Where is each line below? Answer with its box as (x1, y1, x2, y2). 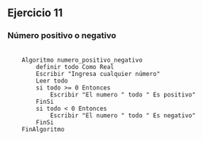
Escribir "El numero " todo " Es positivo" (49, 90, 196, 98)
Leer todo (36, 77, 68, 85)
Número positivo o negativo (7, 30, 117, 41)
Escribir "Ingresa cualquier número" (36, 70, 160, 78)
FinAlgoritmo (21, 125, 65, 133)
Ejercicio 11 (7, 6, 63, 20)
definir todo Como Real (36, 63, 114, 70)
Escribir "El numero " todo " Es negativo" (49, 111, 196, 120)
